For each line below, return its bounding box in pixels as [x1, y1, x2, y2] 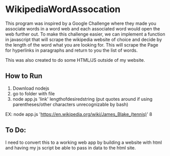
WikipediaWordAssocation [5, 4, 121, 15]
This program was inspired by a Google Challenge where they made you [5, 20, 156, 26]
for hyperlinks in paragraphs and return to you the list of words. [5, 47, 138, 53]
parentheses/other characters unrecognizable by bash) [12, 101, 128, 107]
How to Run [5, 72, 43, 81]
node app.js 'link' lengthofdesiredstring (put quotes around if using [12, 96, 153, 102]
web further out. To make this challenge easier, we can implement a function [5, 31, 165, 37]
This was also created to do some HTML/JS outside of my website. [5, 57, 146, 63]
